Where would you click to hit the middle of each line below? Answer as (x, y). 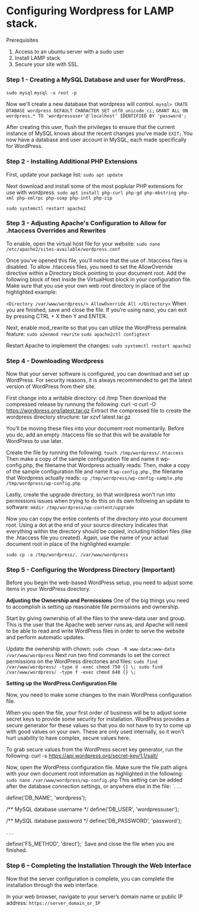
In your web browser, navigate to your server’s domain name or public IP (94, 897)
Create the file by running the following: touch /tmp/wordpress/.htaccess (95, 452)
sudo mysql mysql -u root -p (41, 93)
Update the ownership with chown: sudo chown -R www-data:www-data (91, 649)
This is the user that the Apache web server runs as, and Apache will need (97, 625)
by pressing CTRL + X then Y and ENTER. (57, 316)
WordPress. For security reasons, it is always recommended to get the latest (99, 380)
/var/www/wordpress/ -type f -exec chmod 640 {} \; (71, 672)
